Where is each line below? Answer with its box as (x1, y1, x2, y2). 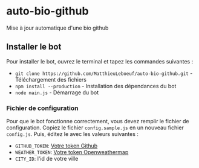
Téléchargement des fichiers (15, 76, 86, 83)
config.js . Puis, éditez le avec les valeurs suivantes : (6, 131, 139, 138)
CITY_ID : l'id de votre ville (15, 155, 79, 163)
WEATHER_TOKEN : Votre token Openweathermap (15, 149, 129, 156)
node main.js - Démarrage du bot (15, 89, 99, 96)
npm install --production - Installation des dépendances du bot (15, 82, 177, 89)
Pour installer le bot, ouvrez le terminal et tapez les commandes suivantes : (6, 57, 194, 65)
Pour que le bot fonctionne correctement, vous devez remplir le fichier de (6, 118, 189, 125)
